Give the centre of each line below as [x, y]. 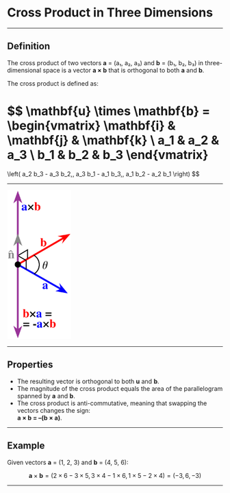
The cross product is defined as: [53, 83]
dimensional [24, 70]
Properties [30, 365]
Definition [28, 46]
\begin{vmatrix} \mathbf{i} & [91, 125]
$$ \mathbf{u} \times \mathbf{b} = [109, 111]
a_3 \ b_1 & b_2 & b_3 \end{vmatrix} [108, 155]
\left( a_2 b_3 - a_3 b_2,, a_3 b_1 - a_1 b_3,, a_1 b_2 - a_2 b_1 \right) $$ [103, 173]
